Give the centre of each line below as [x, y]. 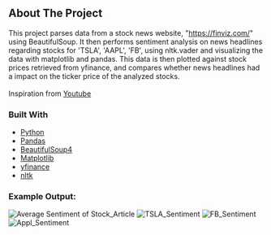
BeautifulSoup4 [46, 150]
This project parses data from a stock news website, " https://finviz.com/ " [131, 33]
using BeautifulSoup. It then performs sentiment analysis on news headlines [135, 41]
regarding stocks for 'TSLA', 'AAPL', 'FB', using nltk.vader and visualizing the [136, 50]
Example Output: [42, 197]
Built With [28, 115]
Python [32, 133]
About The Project [56, 13]
